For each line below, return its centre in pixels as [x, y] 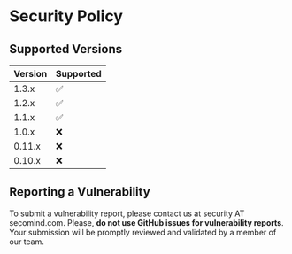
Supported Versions [65, 49]
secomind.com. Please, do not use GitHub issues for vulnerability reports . [147, 222]
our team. [27, 242]
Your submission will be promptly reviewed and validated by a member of [143, 232]
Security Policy [66, 16]
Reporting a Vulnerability [80, 192]
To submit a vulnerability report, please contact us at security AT [127, 213]
